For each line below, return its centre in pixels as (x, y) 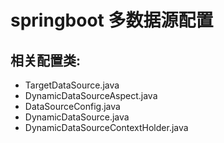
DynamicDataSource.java (77, 117)
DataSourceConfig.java (72, 106)
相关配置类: (46, 60)
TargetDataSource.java (72, 85)
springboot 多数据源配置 (112, 20)
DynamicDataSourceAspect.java (91, 95)
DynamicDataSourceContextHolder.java (106, 127)
